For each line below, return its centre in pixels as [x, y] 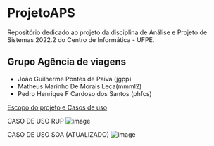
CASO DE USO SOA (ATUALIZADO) [58, 134]
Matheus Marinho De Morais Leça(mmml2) [80, 86]
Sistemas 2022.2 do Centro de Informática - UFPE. [81, 39]
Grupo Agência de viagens [67, 62]
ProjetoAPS [41, 13]
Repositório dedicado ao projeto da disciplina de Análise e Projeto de [107, 32]
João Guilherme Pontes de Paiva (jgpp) [74, 79]
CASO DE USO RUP [36, 121]
